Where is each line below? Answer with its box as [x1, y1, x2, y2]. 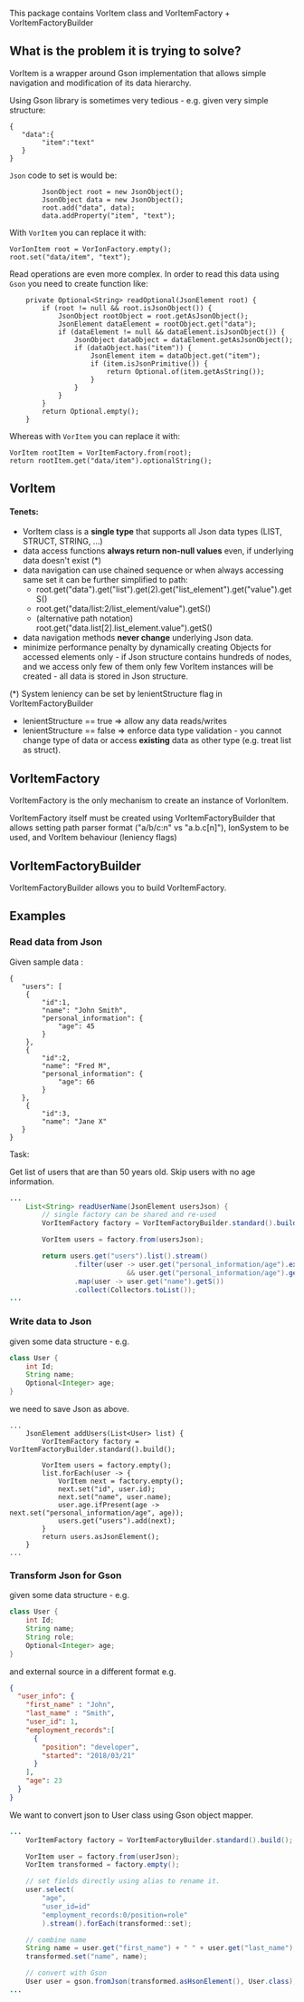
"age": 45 [57, 1021, 95, 1031]
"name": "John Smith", [42, 1006, 128, 1015]
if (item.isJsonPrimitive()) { [90, 358, 208, 368]
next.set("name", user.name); [57, 1493, 172, 1502]
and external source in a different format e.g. [9, 1665, 176, 1677]
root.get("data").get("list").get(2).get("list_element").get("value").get [35, 584, 292, 595]
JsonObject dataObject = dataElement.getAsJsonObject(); [73, 335, 294, 344]
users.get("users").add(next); [57, 1516, 176, 1526]
